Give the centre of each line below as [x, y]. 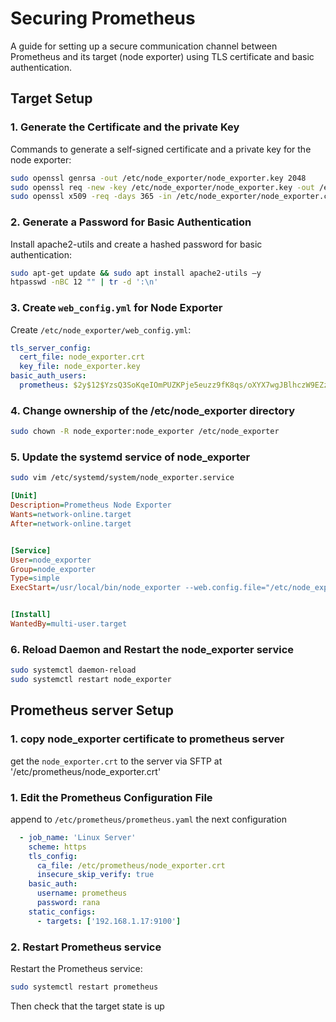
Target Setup [51, 98]
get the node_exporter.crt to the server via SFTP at [116, 761]
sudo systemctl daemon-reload [73, 670]
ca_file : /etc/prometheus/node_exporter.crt [131, 865]
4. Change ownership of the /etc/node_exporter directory [153, 410]
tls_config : [53, 856]
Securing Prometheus [103, 18]
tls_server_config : [51, 348]
